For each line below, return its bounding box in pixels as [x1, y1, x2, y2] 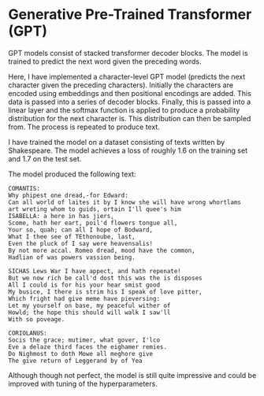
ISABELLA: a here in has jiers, [8, 212, 114, 220]
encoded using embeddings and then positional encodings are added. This [8, 88, 252, 98]
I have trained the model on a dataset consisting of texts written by [8, 137, 225, 146]
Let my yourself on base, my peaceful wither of [8, 302, 171, 309]
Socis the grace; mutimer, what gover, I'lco [8, 336, 160, 344]
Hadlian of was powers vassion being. [8, 254, 136, 261]
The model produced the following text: [8, 169, 136, 179]
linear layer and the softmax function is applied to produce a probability [8, 105, 240, 115]
